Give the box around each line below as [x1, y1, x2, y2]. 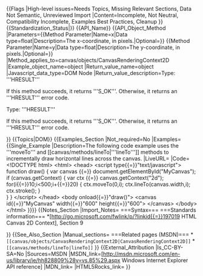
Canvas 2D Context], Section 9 [6, 219, 84, 226]
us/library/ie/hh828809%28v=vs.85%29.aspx [6, 257, 121, 264]
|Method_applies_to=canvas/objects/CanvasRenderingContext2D [6, 57, 170, 64]
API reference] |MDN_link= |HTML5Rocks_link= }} [6, 263, 131, 270]
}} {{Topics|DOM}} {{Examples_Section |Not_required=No [6, 136, 150, 143]
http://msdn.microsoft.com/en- [102, 251, 181, 257]
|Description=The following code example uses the [51, 142, 179, 149]
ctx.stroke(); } [6, 187, 41, 194]
